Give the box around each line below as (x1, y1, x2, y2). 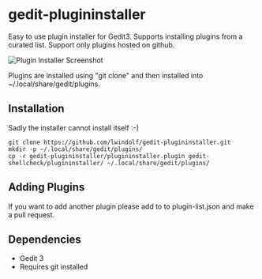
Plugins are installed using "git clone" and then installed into (8, 70, 204, 80)
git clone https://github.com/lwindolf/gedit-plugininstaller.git (8, 138, 231, 146)
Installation (8, 102, 65, 115)
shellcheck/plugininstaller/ (8, 159, 104, 167)
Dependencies (8, 232, 81, 246)
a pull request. (8, 209, 55, 219)
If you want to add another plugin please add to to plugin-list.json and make (8, 202, 254, 211)
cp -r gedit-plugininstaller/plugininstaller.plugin (8, 152, 185, 160)
